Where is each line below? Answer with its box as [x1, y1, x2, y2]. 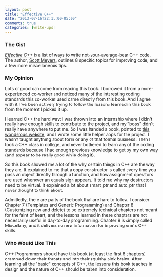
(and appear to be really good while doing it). [5, 152, 96, 158]
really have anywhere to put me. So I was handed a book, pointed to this [5, 126, 150, 132]
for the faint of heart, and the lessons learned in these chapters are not [5, 212, 147, 218]
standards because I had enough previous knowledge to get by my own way [5, 147, 158, 153]
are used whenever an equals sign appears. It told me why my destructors [5, 177, 154, 183]
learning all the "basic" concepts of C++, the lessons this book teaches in [5, 261, 153, 267]
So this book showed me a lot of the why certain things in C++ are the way [5, 161, 155, 167]
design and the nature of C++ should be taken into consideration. [5, 266, 136, 272]
